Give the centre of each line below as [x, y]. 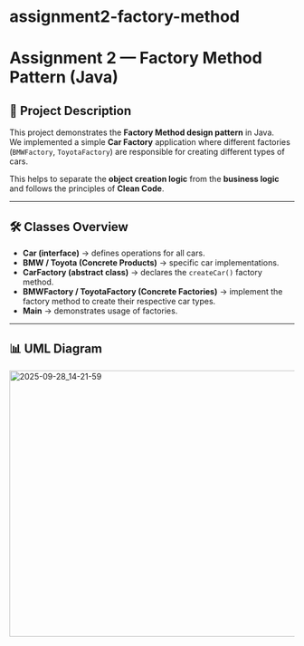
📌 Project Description [71, 111]
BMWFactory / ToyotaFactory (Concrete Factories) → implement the [152, 291]
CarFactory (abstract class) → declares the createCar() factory [142, 272]
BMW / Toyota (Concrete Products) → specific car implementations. [151, 263]
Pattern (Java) [64, 77]
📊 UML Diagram [56, 349]
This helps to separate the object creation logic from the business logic [144, 179]
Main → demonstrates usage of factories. [100, 311]
